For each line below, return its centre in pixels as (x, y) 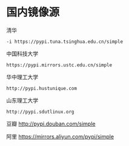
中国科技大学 (22, 53)
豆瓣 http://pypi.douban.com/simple (51, 124)
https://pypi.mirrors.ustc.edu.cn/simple (59, 65)
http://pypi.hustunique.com (42, 88)
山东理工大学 (22, 100)
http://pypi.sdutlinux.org (40, 112)
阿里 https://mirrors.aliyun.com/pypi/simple (60, 136)
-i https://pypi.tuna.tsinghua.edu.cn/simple (64, 42)
